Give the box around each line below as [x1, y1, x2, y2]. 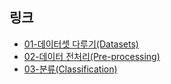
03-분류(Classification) [23, 63, 118, 75]
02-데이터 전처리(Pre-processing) [23, 50, 161, 62]
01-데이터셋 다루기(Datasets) [23, 38, 139, 50]
